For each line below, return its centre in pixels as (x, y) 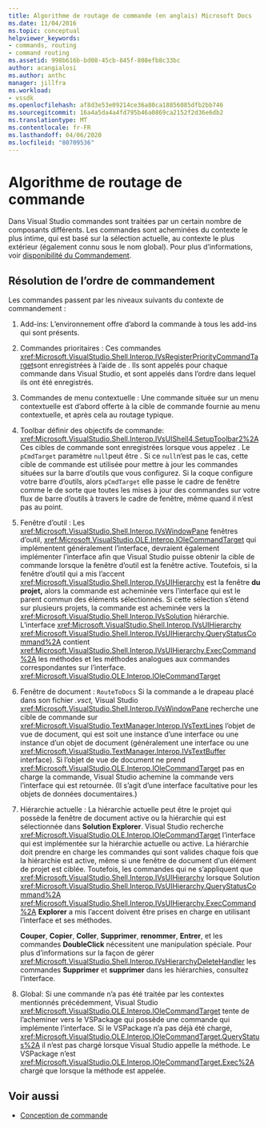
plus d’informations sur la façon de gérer (87, 953)
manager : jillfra (37, 83)
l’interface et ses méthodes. (66, 920)
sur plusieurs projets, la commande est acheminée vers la (115, 608)
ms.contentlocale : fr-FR (50, 128)
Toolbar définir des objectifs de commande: (92, 431)
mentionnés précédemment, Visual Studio (89, 1003)
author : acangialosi (43, 68)
